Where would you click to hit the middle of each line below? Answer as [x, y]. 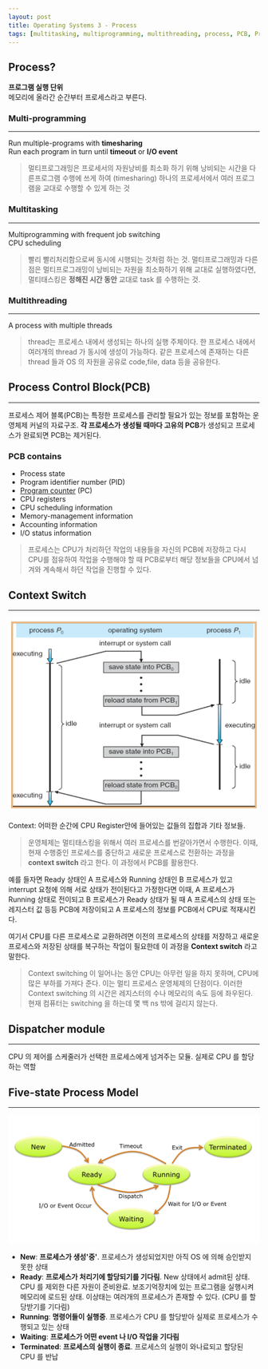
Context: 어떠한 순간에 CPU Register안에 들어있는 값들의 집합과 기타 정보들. [127, 826]
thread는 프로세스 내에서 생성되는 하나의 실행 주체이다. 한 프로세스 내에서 [142, 342]
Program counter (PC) [56, 490]
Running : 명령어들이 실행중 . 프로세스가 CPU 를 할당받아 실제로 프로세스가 [134, 1317]
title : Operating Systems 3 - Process [73, 25]
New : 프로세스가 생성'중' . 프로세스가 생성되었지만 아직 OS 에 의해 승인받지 [136, 1257]
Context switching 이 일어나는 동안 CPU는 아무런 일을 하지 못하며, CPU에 [143, 974]
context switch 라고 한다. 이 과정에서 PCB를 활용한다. [113, 863]
